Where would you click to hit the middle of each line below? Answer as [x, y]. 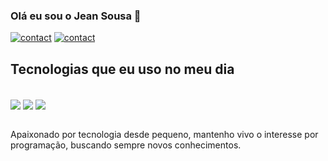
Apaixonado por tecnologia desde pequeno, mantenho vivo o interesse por [164, 135]
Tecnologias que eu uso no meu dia [122, 69]
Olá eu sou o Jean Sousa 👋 [76, 16]
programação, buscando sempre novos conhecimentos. [126, 145]
